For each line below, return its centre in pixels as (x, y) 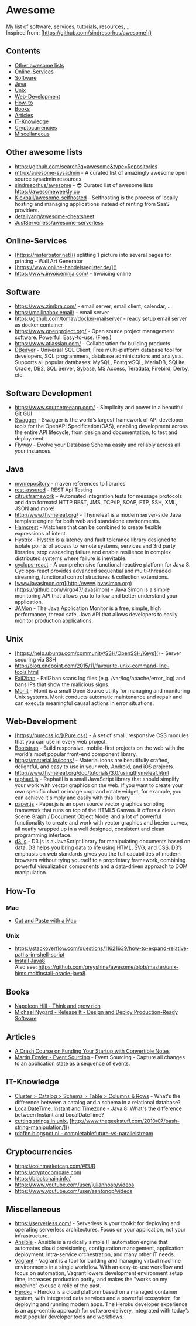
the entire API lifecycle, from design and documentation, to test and (96, 432)
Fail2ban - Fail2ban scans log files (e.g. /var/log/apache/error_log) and (100, 678)
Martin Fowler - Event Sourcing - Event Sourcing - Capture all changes (100, 1057)
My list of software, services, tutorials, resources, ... (69, 26)
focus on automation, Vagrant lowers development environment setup (99, 1273)
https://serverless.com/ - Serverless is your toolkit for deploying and (97, 1223)
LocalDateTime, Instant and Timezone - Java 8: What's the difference (98, 1108)
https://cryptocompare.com (48, 1172)
